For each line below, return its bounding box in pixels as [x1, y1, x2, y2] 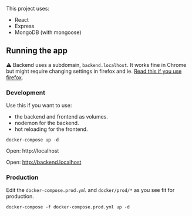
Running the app [6, 46, 68, 56]
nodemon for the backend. [14, 120, 79, 127]
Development [6, 88, 46, 96]
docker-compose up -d [6, 137, 59, 143]
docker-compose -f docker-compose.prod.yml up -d [6, 204, 130, 210]
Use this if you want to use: [6, 102, 72, 109]
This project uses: [6, 5, 50, 12]
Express [14, 23, 35, 29]
